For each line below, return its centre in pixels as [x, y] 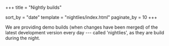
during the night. [23, 38]
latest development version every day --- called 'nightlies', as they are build [85, 32]
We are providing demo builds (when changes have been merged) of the [82, 27]
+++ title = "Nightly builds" [34, 7]
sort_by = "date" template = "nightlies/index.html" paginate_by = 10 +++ [81, 17]
